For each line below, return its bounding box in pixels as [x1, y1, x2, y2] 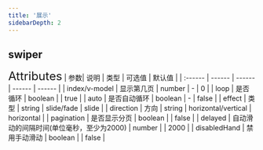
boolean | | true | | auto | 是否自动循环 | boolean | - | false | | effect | [27, 93, 247, 103]
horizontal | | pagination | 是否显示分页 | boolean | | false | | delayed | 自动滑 [8, 113, 254, 123]
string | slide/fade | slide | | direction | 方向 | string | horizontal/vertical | [20, 104, 252, 113]
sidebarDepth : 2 [8, 19, 61, 27]
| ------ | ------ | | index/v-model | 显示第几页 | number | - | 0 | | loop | [8, 84, 234, 93]
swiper [8, 48, 43, 61]
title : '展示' [8, 11, 53, 20]
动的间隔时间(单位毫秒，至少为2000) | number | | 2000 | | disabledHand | [8, 123, 245, 133]
